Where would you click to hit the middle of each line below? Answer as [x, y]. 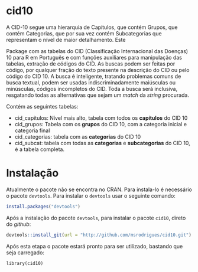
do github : [19, 224]
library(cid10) [25, 263]
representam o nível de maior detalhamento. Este [66, 40]
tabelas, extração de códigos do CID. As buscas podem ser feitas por [91, 64]
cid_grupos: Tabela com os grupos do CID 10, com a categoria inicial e [101, 124]
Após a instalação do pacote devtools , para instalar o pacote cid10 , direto [96, 218]
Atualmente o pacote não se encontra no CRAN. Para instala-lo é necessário [99, 189]
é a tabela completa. [40, 149]
